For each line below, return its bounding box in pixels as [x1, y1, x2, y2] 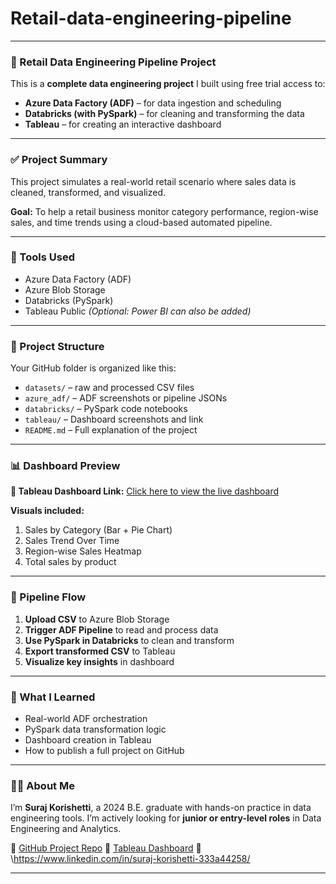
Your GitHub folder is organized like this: [10, 362, 177, 374]
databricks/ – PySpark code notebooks [24, 403, 188, 415]
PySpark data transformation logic [24, 723, 167, 736]
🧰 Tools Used [10, 250, 75, 264]
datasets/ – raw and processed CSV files [24, 382, 195, 394]
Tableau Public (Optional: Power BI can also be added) [24, 305, 252, 317]
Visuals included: [10, 505, 85, 517]
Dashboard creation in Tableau [24, 734, 152, 746]
